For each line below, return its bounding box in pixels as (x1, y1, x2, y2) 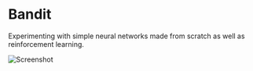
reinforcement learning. (8, 39, 85, 48)
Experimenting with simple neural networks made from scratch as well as (8, 31, 245, 41)
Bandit (8, 5, 52, 23)
